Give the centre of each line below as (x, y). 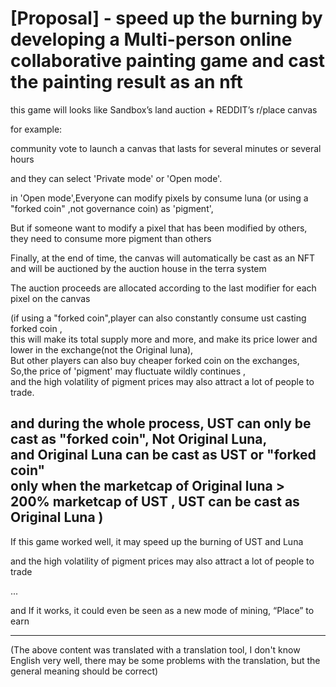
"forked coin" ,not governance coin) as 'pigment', (112, 208)
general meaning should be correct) (84, 671)
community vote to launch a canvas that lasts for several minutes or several (166, 148)
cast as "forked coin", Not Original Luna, (139, 439)
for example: (36, 129)
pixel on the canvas (50, 298)
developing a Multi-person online (151, 39)
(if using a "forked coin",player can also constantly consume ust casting (158, 318)
